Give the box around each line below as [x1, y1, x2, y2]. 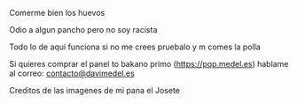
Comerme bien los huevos [9, 8, 106, 18]
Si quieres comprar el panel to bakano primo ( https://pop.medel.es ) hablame [9, 59, 289, 69]
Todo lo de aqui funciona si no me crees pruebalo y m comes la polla [9, 41, 262, 52]
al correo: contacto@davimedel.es [9, 68, 135, 78]
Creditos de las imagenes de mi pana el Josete [9, 85, 180, 95]
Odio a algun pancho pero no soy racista [9, 25, 158, 34]
